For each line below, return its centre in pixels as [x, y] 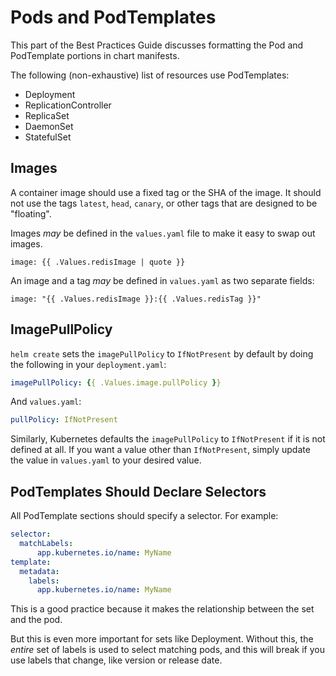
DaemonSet [49, 126]
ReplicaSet [47, 115]
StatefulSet [48, 137]
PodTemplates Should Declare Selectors [138, 491]
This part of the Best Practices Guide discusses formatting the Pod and [157, 45]
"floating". [31, 213]
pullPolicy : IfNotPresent [64, 420]
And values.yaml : [46, 402]
